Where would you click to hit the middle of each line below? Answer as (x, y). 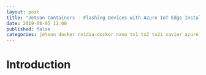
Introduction (39, 65)
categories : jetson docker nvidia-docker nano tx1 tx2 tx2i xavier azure (103, 35)
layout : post (23, 12)
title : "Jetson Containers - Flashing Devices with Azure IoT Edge (94, 18)
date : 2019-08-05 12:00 (37, 23)
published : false (29, 29)
